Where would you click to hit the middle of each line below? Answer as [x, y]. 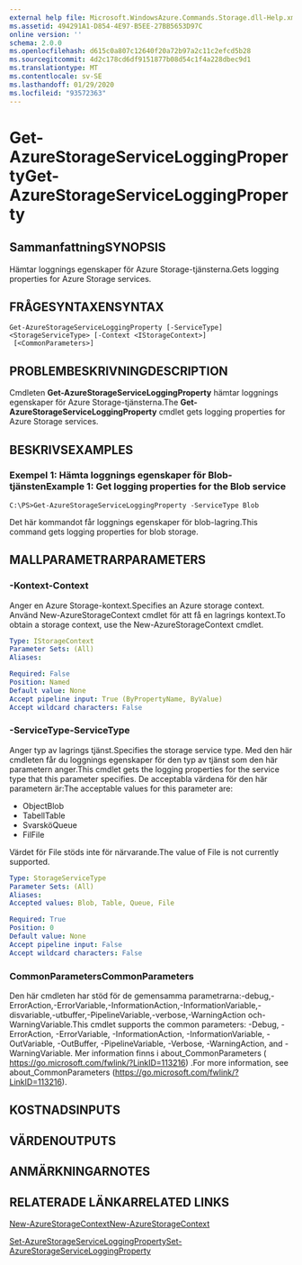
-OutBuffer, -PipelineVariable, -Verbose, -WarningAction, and [170, 1043]
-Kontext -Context [49, 586]
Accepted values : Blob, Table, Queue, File [92, 903]
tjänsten [28, 487]
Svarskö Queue [50, 824]
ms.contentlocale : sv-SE [56, 77]
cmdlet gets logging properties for [222, 412]
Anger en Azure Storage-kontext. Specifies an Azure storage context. [137, 605]
